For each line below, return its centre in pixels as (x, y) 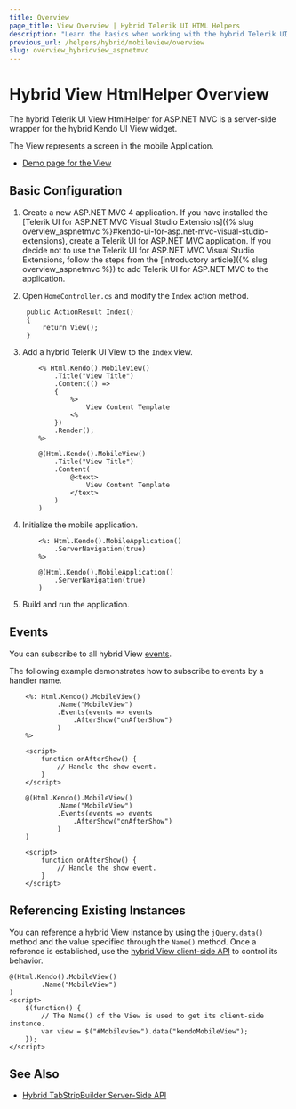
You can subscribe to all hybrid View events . (90, 654)
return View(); (70, 327)
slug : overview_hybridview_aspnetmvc (79, 51)
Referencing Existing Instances (97, 911)
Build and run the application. (76, 604)
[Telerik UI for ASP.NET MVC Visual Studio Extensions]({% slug (138, 221)
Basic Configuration (66, 191)
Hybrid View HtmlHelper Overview (139, 95)
